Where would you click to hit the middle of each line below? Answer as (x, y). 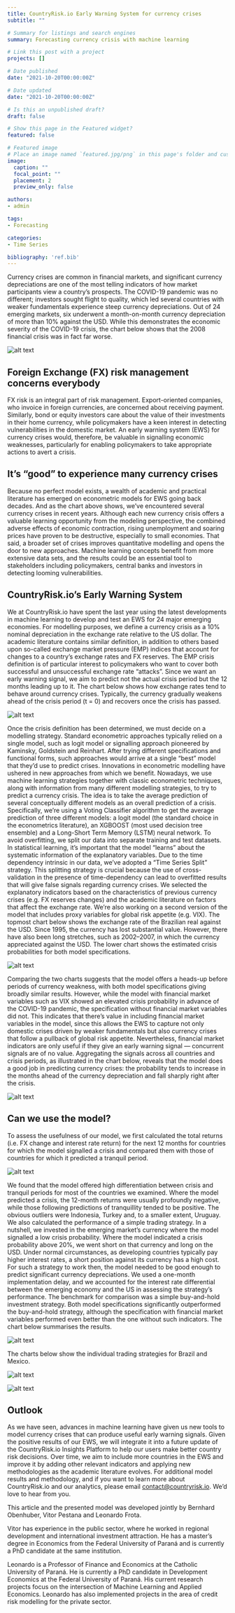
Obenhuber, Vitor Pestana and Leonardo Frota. (74, 1515)
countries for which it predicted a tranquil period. (78, 1158)
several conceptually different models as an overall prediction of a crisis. (112, 802)
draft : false (26, 116)
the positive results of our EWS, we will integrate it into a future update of (113, 1442)
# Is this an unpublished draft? (56, 109)
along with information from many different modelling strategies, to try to (112, 788)
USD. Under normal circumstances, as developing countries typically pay (113, 1252)
